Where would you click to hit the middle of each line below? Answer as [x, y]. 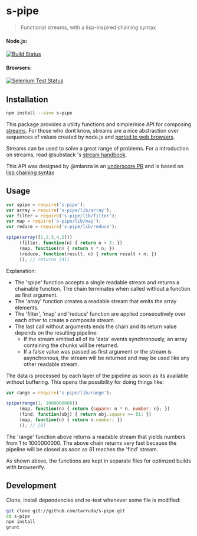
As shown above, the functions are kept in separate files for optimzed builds [99, 461]
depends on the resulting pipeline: [56, 332]
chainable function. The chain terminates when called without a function [102, 288]
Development [32, 486]
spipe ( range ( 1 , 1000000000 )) [42, 403]
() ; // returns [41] [44, 259]
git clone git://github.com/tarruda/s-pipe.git [66, 511]
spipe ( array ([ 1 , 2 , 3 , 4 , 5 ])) [39, 237]
